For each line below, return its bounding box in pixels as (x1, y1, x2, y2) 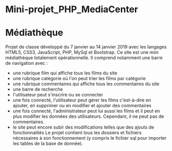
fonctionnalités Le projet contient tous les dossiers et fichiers (12, 130, 142, 136)
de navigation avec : (5, 60, 48, 66)
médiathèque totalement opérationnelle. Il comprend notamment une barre (5, 55, 163, 61)
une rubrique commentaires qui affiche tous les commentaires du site (12, 81, 160, 87)
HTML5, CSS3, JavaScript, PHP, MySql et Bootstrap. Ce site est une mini (5, 49, 159, 56)
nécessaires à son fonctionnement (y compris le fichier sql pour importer (12, 135, 167, 141)
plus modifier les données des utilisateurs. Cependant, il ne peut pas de (12, 113, 164, 119)
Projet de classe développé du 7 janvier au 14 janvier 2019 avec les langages (5, 44, 167, 50)
